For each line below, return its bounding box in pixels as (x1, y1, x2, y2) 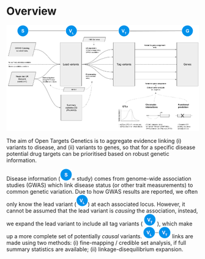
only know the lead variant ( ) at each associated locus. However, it (6, 200, 185, 208)
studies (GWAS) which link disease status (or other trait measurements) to (6, 181, 193, 189)
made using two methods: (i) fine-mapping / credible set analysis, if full (6, 239, 187, 246)
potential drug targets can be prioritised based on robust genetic (6, 150, 170, 157)
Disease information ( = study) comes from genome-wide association (6, 175, 192, 182)
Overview (6, 4, 57, 18)
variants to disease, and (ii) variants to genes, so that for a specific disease (6, 144, 196, 151)
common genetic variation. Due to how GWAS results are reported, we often (6, 188, 198, 195)
